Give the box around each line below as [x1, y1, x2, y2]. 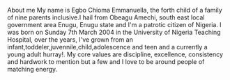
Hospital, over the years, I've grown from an [7, 35, 134, 44]
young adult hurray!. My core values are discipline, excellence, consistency [7, 50, 224, 58]
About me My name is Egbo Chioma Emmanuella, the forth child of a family [7, 6, 223, 14]
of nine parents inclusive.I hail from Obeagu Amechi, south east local [7, 13, 205, 22]
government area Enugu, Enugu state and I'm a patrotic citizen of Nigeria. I [7, 21, 222, 29]
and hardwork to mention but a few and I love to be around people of [7, 58, 205, 65]
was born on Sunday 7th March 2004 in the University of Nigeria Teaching [7, 28, 221, 36]
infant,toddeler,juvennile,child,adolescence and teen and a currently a [7, 43, 208, 51]
